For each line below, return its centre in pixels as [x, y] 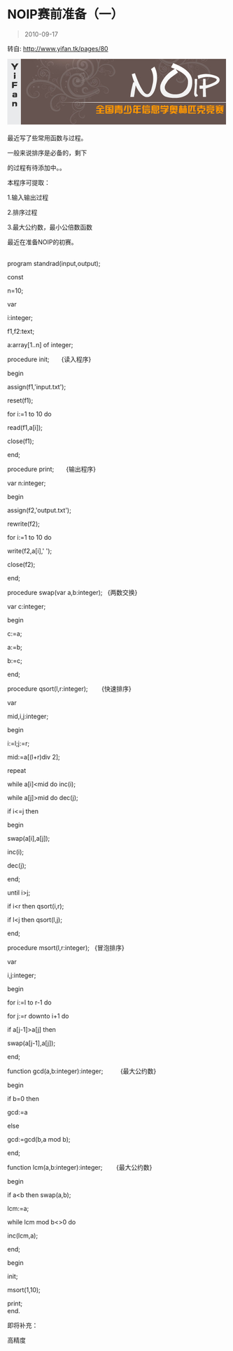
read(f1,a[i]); [25, 427]
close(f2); [21, 564]
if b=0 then [23, 1098]
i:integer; [20, 317]
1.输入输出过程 [28, 197]
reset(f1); [20, 400]
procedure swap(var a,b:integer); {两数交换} [72, 592]
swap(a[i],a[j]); [29, 838]
